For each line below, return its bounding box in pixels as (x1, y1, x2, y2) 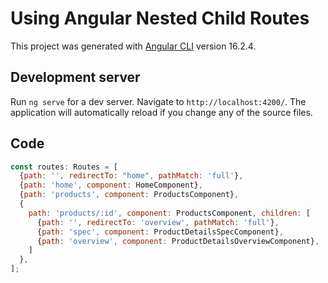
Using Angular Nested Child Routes (10, 7, 310, 30)
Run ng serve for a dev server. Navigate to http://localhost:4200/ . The (10, 95, 307, 107)
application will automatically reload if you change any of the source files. (10, 106, 313, 118)
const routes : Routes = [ (10, 162, 118, 172)
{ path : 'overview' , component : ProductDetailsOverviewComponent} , (36, 236, 320, 246)
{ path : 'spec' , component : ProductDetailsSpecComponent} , (36, 227, 284, 237)
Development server (10, 69, 141, 86)
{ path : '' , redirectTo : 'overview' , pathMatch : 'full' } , (36, 217, 280, 227)
